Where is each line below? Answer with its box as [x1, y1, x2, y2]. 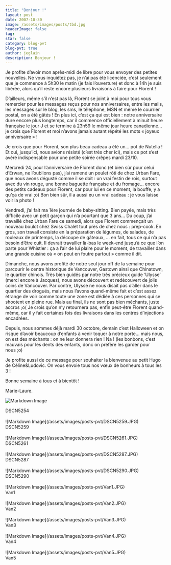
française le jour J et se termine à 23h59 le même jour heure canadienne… [5, 123, 162, 129]
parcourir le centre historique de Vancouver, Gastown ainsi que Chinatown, [5, 266, 163, 272]
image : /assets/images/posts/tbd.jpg [5, 22, 86, 27]
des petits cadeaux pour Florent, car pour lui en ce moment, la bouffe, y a [5, 186, 160, 192]
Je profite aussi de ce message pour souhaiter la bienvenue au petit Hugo [5, 357, 161, 363]
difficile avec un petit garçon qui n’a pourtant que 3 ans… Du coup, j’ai [5, 212, 153, 219]
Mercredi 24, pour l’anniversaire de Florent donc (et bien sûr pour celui [5, 165, 154, 171]
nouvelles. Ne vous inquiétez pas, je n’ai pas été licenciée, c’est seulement [5, 75, 162, 81]
